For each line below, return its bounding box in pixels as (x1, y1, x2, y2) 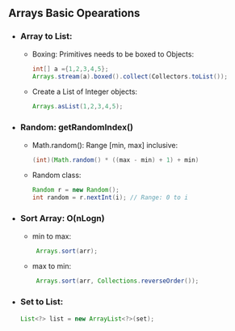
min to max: (31, 231, 72, 241)
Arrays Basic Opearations (8, 6, 141, 20)
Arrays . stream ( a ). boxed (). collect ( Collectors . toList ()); (31, 72, 229, 80)
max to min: (31, 261, 72, 271)
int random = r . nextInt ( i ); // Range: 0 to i (31, 193, 188, 202)
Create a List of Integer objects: (31, 87, 138, 96)
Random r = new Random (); (31, 186, 120, 194)
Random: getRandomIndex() (19, 121, 133, 133)
